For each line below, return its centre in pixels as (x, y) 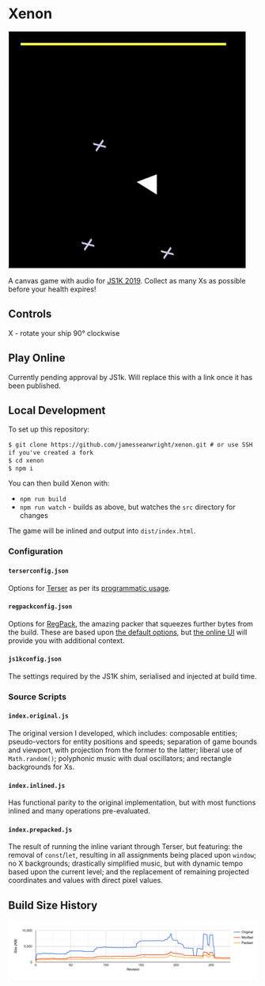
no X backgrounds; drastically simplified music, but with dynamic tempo (126, 863)
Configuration (36, 551)
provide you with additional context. (66, 640)
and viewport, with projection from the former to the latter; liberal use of (125, 750)
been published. (34, 386)
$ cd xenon (26, 461)
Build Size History (53, 905)
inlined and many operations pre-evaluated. (79, 811)
